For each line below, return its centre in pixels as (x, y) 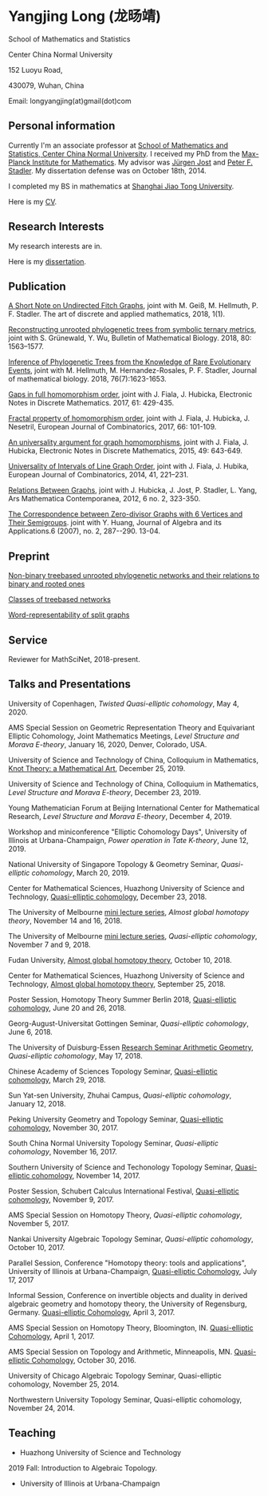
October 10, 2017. (37, 1247)
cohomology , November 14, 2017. (86, 1175)
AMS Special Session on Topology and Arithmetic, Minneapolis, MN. (120, 1352)
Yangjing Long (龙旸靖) (85, 16)
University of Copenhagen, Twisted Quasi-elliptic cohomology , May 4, (124, 703)
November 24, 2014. (42, 1408)
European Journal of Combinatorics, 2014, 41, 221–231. (99, 475)
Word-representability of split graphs (69, 615)
